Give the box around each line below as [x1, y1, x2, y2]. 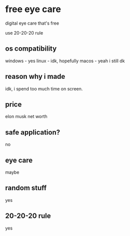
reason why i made [5, 72, 65, 81]
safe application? [5, 128, 60, 137]
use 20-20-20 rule [5, 30, 43, 36]
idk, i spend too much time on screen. [5, 85, 83, 91]
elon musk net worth [5, 113, 47, 120]
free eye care [5, 4, 61, 15]
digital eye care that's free [5, 20, 59, 26]
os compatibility [5, 44, 57, 53]
